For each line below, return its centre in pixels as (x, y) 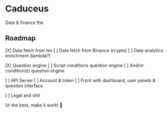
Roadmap (21, 38)
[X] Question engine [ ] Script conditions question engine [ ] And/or (75, 65)
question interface (24, 85)
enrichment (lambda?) (28, 55)
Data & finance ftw (24, 22)
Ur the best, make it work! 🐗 (34, 105)
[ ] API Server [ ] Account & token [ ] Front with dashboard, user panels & (80, 80)
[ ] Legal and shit (23, 95)
